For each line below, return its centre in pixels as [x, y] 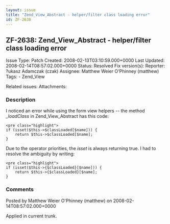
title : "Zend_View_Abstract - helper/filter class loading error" [78, 15]
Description [21, 100]
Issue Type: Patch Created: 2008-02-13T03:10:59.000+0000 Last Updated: [85, 60]
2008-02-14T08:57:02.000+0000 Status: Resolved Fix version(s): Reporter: [86, 66]
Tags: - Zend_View [25, 77]
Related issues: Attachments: [36, 87]
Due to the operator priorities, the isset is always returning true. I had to [81, 148]
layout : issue [21, 10]
